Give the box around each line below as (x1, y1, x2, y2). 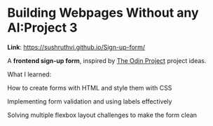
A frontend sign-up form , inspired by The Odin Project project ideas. (7, 56, 207, 64)
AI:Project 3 (7, 20, 78, 36)
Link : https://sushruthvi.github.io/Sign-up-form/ (7, 43, 146, 51)
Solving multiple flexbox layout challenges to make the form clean (7, 111, 198, 119)
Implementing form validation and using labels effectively (7, 97, 172, 106)
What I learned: (7, 70, 52, 78)
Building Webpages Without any (7, 5, 199, 21)
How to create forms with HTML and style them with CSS (7, 83, 172, 92)
